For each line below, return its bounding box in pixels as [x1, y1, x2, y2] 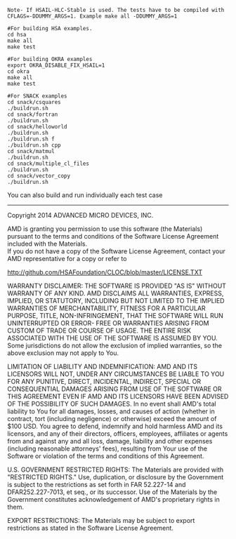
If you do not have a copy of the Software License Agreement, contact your [7, 247, 226, 255]
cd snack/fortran [7, 111, 58, 118]
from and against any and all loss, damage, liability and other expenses [7, 437, 213, 445]
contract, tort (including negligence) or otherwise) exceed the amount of [7, 415, 217, 422]
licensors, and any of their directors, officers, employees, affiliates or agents [7, 430, 228, 438]
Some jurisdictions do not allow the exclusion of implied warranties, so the [7, 341, 223, 350]
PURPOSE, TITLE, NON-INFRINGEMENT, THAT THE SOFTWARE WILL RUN [7, 312, 223, 319]
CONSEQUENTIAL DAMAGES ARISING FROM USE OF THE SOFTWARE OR [7, 385, 223, 393]
